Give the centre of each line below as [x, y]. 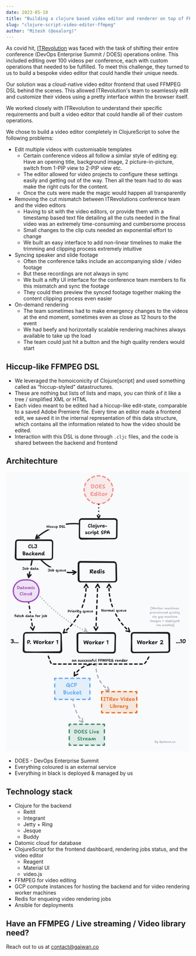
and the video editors [40, 205]
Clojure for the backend [43, 806]
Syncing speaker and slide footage [56, 255]
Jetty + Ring [38, 824]
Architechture [32, 461]
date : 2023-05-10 [27, 12]
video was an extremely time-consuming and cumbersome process [104, 224]
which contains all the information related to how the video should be [97, 424]
